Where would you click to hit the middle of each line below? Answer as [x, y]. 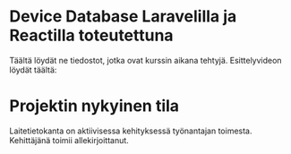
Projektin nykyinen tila [94, 106]
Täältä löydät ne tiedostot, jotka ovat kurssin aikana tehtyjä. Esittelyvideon [145, 60]
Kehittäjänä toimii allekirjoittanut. [69, 140]
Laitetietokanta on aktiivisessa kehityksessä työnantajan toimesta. [131, 131]
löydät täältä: [33, 70]
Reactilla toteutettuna [91, 35]
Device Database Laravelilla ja [123, 17]
